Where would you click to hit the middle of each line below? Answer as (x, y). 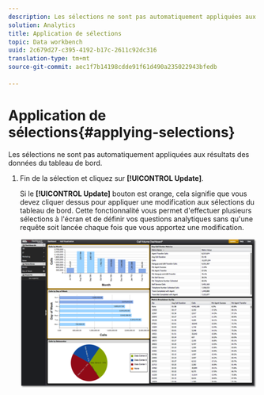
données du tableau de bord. (55, 163)
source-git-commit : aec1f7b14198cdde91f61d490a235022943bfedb (113, 67)
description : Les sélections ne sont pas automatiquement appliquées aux (132, 17)
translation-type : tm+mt (49, 59)
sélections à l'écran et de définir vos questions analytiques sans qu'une (136, 219)
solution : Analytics (42, 25)
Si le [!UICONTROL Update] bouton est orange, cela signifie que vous (133, 194)
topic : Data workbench (45, 42)
